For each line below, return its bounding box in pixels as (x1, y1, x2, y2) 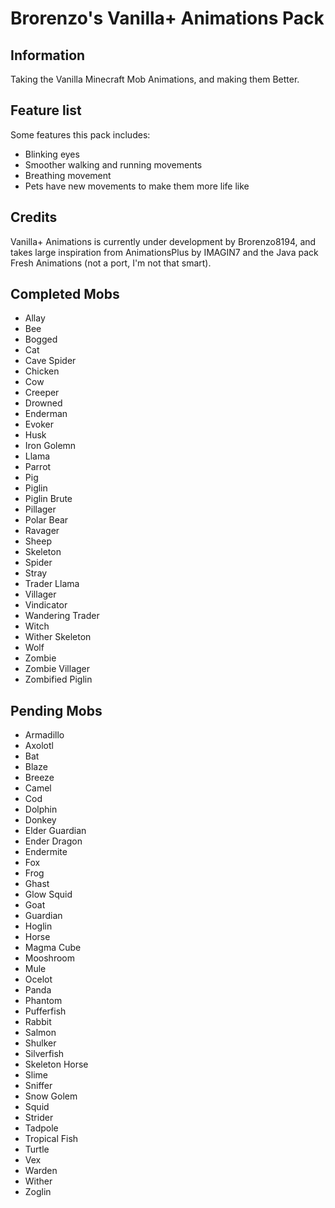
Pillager (24, 503, 57, 516)
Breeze (24, 772, 55, 784)
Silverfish (24, 1048, 65, 1060)
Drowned (24, 397, 63, 409)
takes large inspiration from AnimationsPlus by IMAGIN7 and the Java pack (10, 246, 319, 258)
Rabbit (24, 1016, 52, 1028)
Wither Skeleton (24, 631, 92, 643)
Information (10, 47, 86, 64)
